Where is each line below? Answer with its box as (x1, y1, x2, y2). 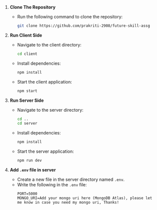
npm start (17, 88, 38, 93)
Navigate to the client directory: (17, 42, 81, 47)
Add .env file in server (9, 167, 56, 172)
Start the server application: (17, 148, 74, 155)
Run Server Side (9, 97, 44, 103)
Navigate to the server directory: (17, 107, 84, 113)
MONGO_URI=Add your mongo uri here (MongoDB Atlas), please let (17, 196, 153, 201)
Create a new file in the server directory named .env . (17, 176, 125, 182)
